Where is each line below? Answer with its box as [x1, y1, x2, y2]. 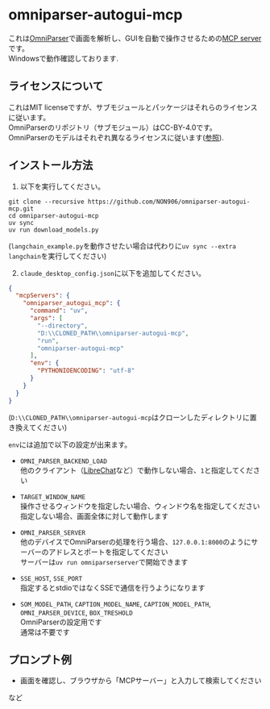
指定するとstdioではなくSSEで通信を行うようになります [19, 582, 206, 592]
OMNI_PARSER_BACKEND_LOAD [19, 457, 107, 465]
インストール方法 [8, 159, 93, 173]
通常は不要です [19, 627, 70, 636]
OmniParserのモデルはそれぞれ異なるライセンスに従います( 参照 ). [8, 132, 224, 142]
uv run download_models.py [8, 226, 99, 234]
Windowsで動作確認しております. [8, 53, 119, 63]
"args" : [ [29, 315, 63, 323]
